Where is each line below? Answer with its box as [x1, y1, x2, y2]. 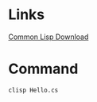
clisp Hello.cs [8, 86, 59, 94]
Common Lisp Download [8, 32, 89, 41]
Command [8, 60, 79, 78]
